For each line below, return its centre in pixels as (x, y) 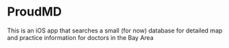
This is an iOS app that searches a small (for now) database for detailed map (115, 30)
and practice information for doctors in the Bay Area (80, 37)
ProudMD (35, 12)
